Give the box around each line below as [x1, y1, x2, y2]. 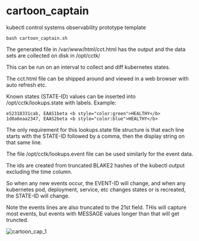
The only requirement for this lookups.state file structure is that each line [6, 126, 184, 133]
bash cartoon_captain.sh [6, 35, 68, 41]
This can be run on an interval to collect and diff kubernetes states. [6, 64, 170, 71]
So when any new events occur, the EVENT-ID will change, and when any [6, 179, 186, 186]
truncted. [6, 216, 29, 223]
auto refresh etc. [6, 81, 47, 88]
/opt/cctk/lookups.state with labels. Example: [6, 99, 117, 106]
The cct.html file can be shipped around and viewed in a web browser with [6, 75, 189, 82]
